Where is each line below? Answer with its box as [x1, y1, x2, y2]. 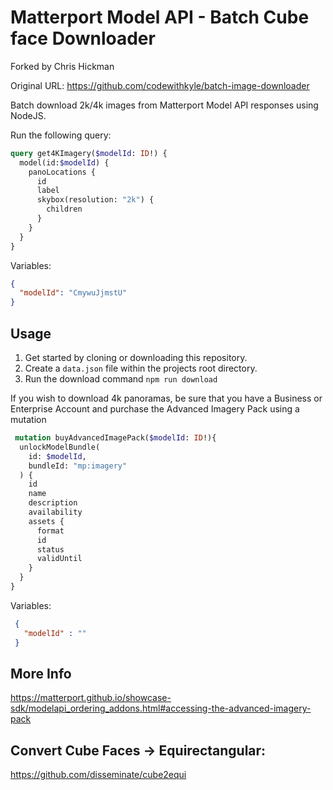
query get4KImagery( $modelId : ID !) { [10, 148, 168, 158]
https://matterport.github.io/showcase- [10, 692, 172, 704]
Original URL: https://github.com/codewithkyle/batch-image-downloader [10, 79, 310, 91]
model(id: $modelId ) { [19, 157, 110, 168]
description [28, 498, 78, 508]
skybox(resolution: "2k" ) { [36, 195, 155, 205]
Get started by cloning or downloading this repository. [24, 352, 248, 363]
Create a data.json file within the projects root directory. [24, 362, 258, 374]
